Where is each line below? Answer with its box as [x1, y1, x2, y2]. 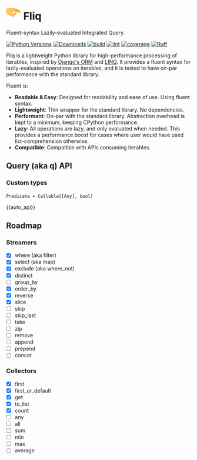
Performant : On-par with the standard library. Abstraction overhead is [14, 112, 185, 119]
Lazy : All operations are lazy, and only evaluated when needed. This [14, 125, 181, 132]
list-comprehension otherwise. [14, 138, 89, 145]
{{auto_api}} [6, 203, 36, 211]
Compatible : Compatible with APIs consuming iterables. [14, 143, 151, 151]
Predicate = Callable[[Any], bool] [6, 193, 94, 199]
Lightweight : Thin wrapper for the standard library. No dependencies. [14, 106, 185, 113]
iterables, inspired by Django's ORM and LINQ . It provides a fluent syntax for [6, 58, 191, 65]
